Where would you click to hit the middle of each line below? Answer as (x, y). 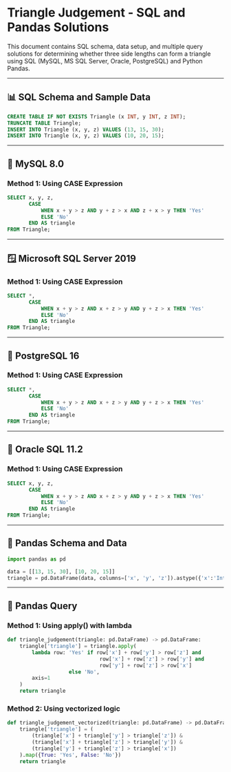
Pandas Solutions (58, 27)
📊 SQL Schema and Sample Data (79, 97)
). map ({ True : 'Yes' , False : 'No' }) (70, 755)
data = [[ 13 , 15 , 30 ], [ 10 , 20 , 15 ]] (61, 572)
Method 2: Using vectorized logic (64, 709)
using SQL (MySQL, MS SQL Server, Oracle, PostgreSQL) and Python (105, 61)
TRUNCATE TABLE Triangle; (44, 123)
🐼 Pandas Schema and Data (67, 543)
